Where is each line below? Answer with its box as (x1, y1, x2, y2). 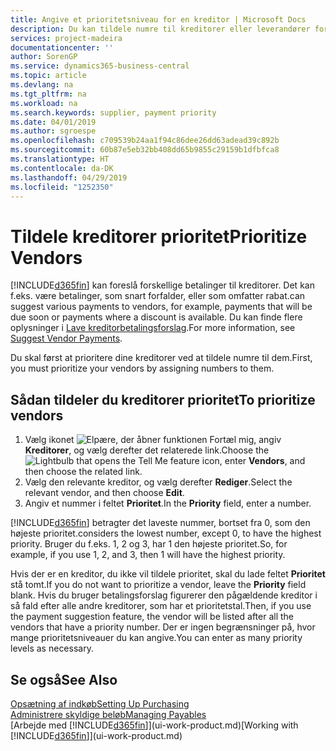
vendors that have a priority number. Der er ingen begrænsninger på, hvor (10, 621, 316, 633)
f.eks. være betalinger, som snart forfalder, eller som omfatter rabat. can (10, 290, 306, 302)
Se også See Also (10, 671, 118, 688)
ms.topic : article (10, 71, 87, 81)
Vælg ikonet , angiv (24, 434, 282, 446)
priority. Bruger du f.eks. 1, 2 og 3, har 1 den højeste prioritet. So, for (10, 538, 288, 550)
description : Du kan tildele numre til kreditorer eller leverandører (10, 24, 311, 34)
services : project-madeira (10, 33, 123, 43)
